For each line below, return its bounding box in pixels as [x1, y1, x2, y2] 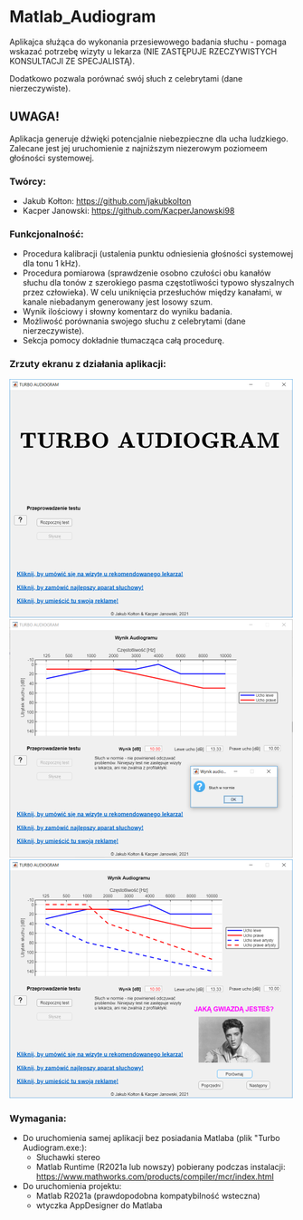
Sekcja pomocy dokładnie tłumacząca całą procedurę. [22, 335, 225, 346]
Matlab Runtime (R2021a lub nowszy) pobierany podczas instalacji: [35, 1161, 286, 1172]
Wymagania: [9, 1112, 67, 1125]
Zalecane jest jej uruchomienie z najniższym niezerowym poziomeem [9, 142, 268, 153]
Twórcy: [9, 175, 47, 188]
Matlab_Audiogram [9, 6, 156, 27]
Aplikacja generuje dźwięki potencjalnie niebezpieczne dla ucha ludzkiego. [9, 133, 289, 144]
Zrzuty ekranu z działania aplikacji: [9, 358, 166, 371]
